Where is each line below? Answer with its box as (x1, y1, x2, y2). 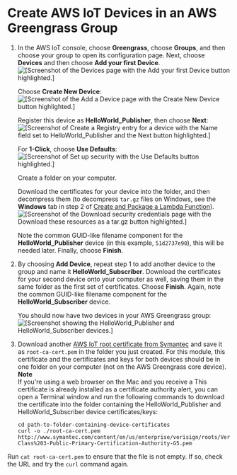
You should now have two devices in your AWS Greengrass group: (17, 311, 212, 319)
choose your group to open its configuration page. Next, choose (17, 51, 205, 59)
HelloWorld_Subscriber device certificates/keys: (17, 407, 158, 416)
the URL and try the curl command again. (7, 459, 129, 468)
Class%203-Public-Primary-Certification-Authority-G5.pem (17, 440, 192, 447)
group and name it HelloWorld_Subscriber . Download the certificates (17, 267, 221, 275)
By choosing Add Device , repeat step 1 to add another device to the (17, 260, 216, 268)
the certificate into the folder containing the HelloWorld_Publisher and (17, 400, 221, 408)
